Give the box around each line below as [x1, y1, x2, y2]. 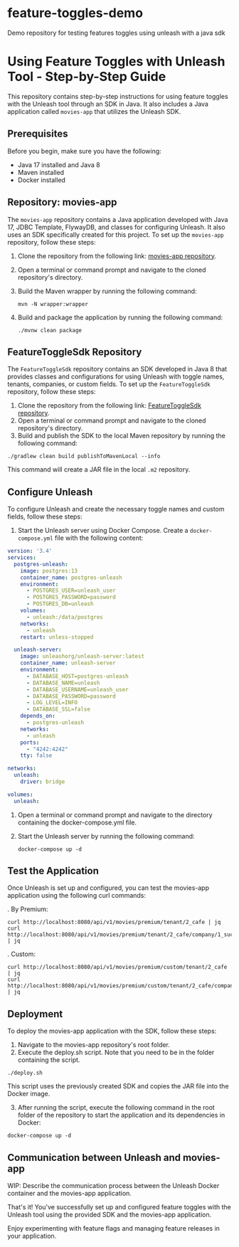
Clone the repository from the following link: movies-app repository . [17, 251, 217, 260]
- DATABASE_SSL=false [26, 706, 91, 713]
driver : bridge [20, 778, 65, 785]
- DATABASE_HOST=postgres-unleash [26, 672, 129, 680]
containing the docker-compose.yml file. [17, 818, 137, 827]
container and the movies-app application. [7, 1189, 132, 1198]
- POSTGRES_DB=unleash [26, 600, 94, 607]
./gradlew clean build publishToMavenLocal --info [7, 453, 161, 460]
